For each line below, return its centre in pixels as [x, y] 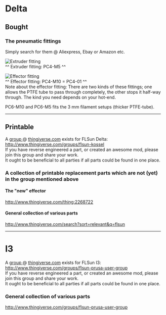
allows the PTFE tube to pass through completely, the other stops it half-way [83, 92]
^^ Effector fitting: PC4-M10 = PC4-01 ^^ [46, 81]
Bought [17, 27]
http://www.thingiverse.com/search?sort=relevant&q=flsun [65, 224]
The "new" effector [25, 191]
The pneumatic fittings [33, 41]
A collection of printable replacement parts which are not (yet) [82, 173]
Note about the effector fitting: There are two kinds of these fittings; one [79, 87]
